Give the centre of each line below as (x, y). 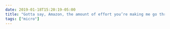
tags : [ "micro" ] (22, 19)
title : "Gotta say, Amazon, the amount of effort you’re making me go (81, 14)
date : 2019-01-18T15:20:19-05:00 (40, 10)
